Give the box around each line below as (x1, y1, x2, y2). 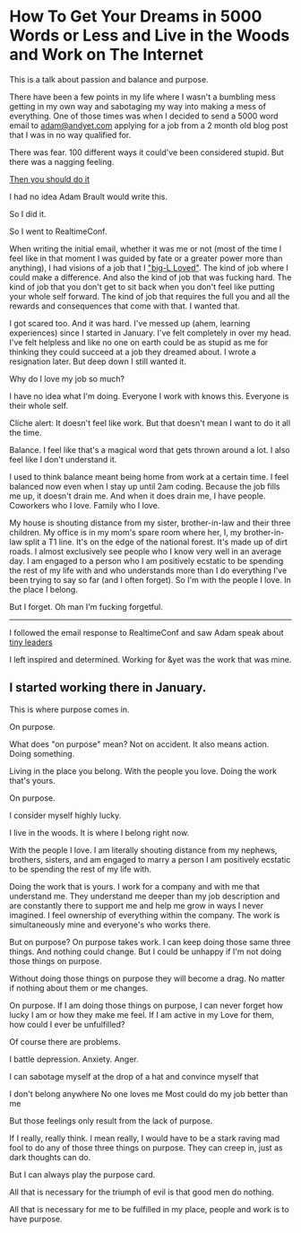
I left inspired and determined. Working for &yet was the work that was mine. (9, 654, 292, 664)
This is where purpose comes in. (9, 704, 130, 715)
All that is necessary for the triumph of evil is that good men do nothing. (9, 1186, 275, 1197)
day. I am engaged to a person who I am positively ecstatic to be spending (9, 555, 284, 566)
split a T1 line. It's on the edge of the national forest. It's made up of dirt (23, 536, 288, 547)
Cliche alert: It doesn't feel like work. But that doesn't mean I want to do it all (9, 417, 291, 428)
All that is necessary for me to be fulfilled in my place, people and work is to (9, 1203, 289, 1214)
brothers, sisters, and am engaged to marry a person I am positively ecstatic (9, 854, 291, 864)
